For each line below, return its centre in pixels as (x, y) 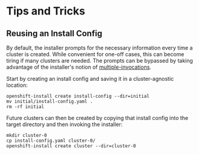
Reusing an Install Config (54, 33)
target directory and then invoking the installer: (65, 124)
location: (17, 85)
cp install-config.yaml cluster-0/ (51, 141)
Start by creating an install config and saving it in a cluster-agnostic (90, 79)
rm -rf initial (25, 107)
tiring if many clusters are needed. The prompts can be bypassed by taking (99, 61)
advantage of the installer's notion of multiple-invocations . (79, 67)
